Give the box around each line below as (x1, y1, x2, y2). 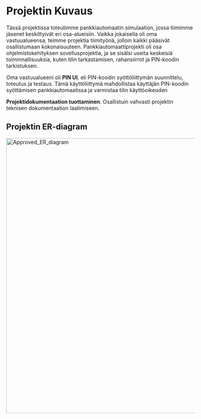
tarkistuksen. (6, 62, 38, 69)
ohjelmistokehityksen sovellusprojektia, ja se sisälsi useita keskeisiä (6, 49, 173, 56)
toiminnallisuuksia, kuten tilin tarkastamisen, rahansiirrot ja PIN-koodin (6, 56, 179, 63)
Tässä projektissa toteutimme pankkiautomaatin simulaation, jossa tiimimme (6, 24, 193, 31)
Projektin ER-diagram (6, 122, 88, 132)
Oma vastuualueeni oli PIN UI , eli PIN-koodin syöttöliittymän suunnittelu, (6, 74, 184, 81)
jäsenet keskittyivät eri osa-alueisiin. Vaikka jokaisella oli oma (6, 30, 157, 37)
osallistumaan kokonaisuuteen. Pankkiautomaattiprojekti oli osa (6, 43, 162, 50)
